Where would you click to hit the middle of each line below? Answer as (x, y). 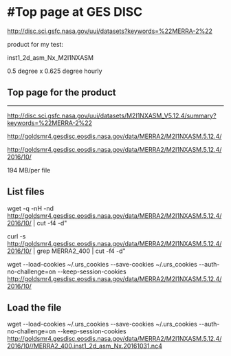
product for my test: (35, 44)
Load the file (34, 308)
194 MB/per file (29, 170)
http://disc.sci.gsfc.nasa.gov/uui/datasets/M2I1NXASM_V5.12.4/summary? (112, 115)
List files (26, 192)
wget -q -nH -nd (30, 208)
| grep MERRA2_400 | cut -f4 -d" (79, 251)
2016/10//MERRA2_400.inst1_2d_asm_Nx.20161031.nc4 (85, 346)
